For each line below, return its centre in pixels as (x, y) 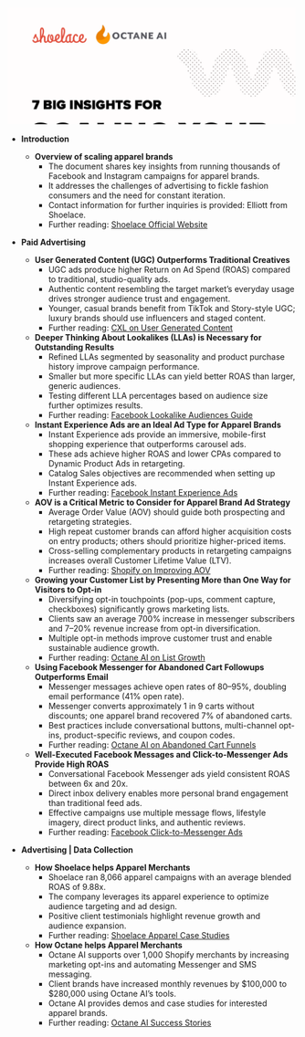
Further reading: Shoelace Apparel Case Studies (139, 935)
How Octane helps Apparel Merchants (108, 945)
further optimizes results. (95, 405)
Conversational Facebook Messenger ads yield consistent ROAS (169, 773)
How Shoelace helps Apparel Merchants (112, 867)
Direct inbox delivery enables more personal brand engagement (168, 793)
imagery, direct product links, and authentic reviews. (147, 822)
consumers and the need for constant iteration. (137, 195)
